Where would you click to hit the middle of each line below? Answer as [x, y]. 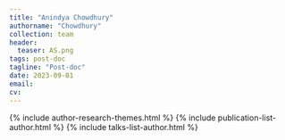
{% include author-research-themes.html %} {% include [113, 118]
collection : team [42, 34]
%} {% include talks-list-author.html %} [126, 127]
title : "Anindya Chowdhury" [62, 17]
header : [24, 42]
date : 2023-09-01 [42, 76]
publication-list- [247, 118]
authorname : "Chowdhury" [55, 26]
